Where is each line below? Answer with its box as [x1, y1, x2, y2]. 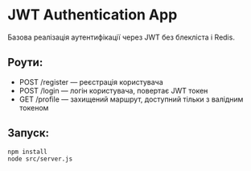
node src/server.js [7, 155, 73, 163]
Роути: [7, 56, 43, 69]
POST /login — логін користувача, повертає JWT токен [19, 85, 208, 95]
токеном [19, 102, 49, 112]
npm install [7, 148, 47, 156]
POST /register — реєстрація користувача [19, 77, 164, 86]
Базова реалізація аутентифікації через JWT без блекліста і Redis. [7, 32, 235, 42]
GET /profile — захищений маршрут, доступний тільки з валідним [19, 94, 244, 104]
